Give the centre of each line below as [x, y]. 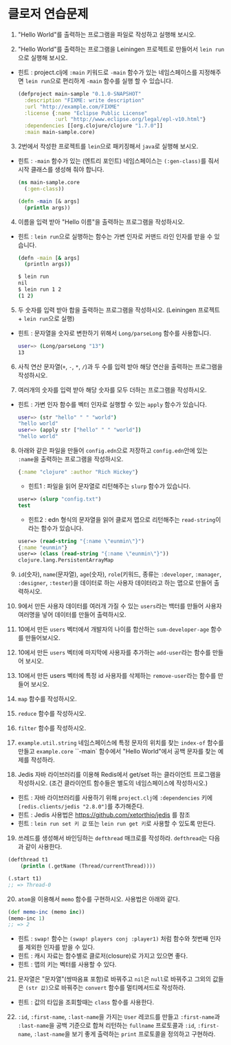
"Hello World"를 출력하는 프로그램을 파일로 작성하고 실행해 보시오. [107, 34]
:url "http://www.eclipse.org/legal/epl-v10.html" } [130, 120]
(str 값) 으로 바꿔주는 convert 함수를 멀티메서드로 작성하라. [106, 988]
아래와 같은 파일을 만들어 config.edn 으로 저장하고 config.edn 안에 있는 [113, 450]
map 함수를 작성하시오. [47, 699]
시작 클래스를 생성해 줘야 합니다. [61, 170]
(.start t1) [25, 878]
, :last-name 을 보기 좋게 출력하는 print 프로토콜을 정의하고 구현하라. [123, 1034]
